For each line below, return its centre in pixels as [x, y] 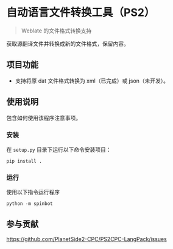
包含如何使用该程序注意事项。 [44, 117]
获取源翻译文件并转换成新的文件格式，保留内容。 [68, 43]
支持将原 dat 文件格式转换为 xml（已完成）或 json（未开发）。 [92, 81]
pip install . [24, 161]
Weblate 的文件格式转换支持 [56, 31]
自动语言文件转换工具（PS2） [81, 13]
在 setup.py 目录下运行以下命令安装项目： [59, 149]
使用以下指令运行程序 [33, 192]
